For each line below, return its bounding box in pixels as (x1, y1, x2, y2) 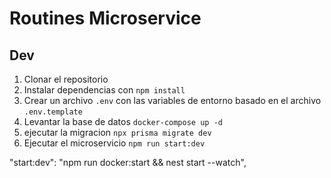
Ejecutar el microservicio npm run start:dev (23, 137, 206, 149)
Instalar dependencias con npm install (23, 84, 186, 96)
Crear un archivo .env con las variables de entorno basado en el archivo (23, 95, 322, 106)
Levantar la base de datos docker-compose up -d (23, 116, 223, 127)
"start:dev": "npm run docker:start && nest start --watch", (9, 157, 247, 168)
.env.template (23, 107, 83, 117)
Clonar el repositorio (23, 73, 109, 85)
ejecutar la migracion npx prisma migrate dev (23, 127, 212, 138)
